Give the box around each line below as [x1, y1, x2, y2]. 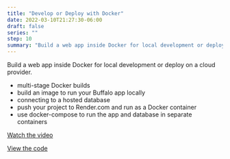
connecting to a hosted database [16, 96, 111, 103]
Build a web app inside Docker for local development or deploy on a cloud [7, 61, 216, 69]
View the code [7, 145, 48, 152]
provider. [7, 68, 33, 76]
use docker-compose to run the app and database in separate [16, 110, 192, 119]
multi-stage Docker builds [16, 82, 90, 89]
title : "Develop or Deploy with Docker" [7, 10, 125, 17]
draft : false [7, 23, 44, 29]
